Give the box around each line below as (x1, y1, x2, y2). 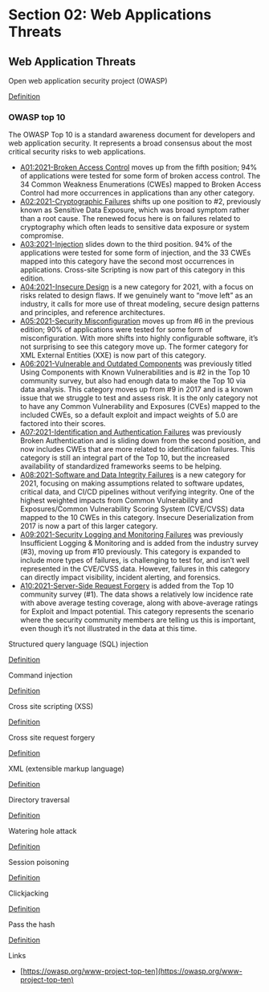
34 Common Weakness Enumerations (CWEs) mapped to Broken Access (19, 179, 262, 190)
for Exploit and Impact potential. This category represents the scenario (19, 607, 255, 617)
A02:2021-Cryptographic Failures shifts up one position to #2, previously (19, 197, 261, 207)
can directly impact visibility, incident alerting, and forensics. (19, 572, 221, 582)
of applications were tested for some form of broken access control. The (19, 171, 261, 181)
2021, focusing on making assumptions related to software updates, (19, 478, 245, 488)
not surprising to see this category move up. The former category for (19, 342, 249, 351)
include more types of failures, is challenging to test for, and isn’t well (19, 555, 250, 565)
